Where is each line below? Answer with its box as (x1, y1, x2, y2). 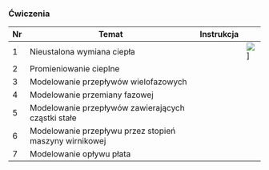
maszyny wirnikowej (29, 136, 106, 147)
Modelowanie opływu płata (29, 148, 131, 160)
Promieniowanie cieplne (29, 63, 120, 75)
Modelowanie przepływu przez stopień (29, 125, 176, 136)
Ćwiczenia (8, 8, 50, 19)
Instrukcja (199, 29, 239, 40)
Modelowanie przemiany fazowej (29, 89, 154, 100)
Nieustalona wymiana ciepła (29, 47, 136, 58)
